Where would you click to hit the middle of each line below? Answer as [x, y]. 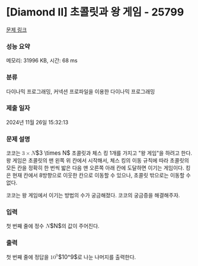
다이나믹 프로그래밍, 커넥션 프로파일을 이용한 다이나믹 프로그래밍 [81, 91]
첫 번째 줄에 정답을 [28, 257]
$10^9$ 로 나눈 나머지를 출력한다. [97, 257]
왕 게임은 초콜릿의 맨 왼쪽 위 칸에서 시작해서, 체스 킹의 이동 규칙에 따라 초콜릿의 [98, 161]
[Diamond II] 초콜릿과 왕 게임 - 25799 [95, 12]
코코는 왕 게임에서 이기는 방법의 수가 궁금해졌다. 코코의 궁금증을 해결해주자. [93, 196]
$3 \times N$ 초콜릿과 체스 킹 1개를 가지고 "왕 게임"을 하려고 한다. [114, 153]
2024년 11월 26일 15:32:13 [37, 122]
